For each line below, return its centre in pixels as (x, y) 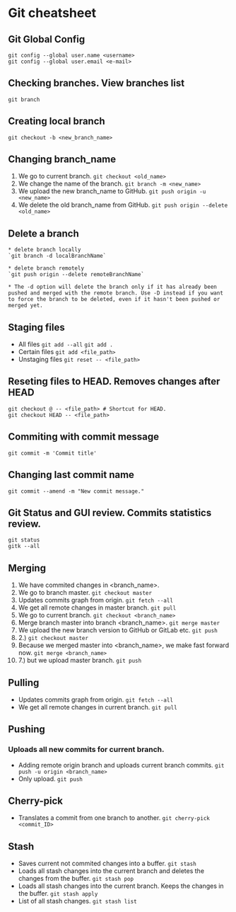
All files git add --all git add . (66, 344)
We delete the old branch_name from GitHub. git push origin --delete (123, 205)
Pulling (24, 682)
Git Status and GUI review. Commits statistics (110, 512)
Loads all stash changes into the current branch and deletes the (111, 871)
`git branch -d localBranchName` (57, 256)
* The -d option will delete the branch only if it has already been (113, 287)
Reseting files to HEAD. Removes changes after (114, 381)
